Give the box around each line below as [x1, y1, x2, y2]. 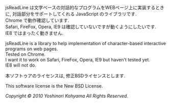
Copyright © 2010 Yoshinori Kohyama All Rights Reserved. [5, 93, 129, 99]
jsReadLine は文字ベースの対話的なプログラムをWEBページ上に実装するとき [5, 5, 164, 10]
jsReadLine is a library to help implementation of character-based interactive [5, 40, 166, 46]
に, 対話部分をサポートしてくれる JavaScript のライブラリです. [5, 11, 137, 17]
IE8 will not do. [5, 62, 37, 68]
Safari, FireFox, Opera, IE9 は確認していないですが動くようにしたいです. [5, 24, 157, 30]
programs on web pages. [5, 46, 58, 52]
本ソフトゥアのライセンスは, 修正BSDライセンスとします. [5, 73, 126, 78]
